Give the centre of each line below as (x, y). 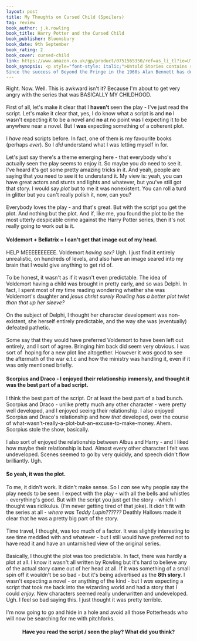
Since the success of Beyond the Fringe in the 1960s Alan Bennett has (95, 72)
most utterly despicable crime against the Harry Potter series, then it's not (96, 220)
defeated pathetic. (28, 328)
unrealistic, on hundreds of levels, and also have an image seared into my (95, 259)
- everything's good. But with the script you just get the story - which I (91, 499)
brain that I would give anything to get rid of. (60, 265)
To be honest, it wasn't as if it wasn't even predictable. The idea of (86, 278)
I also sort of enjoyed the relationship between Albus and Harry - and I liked (97, 441)
